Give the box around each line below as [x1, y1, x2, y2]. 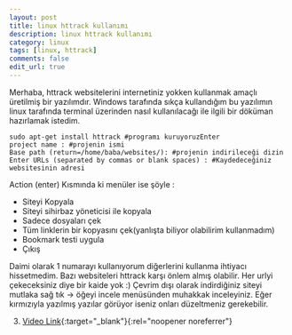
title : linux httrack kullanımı [9, 21, 129, 30]
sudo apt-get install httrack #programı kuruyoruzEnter [9, 132, 220, 141]
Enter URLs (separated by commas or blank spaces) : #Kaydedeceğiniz [9, 156, 272, 164]
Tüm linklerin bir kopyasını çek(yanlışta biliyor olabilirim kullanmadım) [21, 224, 275, 235]
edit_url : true [9, 63, 66, 72]
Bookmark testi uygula [21, 234, 105, 244]
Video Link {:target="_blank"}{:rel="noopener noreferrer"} [21, 315, 233, 326]
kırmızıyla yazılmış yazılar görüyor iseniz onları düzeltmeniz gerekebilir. [9, 299, 269, 309]
